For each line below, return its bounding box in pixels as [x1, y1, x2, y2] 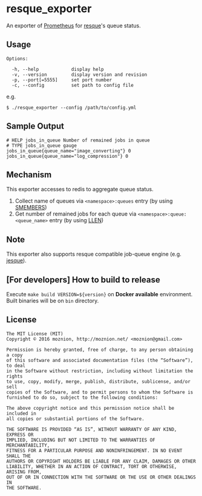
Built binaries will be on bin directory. [6, 297, 99, 304]
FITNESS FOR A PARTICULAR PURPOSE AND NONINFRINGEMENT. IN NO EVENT [6, 447, 183, 454]
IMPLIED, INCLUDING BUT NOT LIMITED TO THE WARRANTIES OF [6, 437, 155, 443]
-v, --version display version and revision [11, 72, 148, 78]
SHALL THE [6, 453, 31, 459]
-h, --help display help [11, 66, 104, 72]
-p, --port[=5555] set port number [11, 76, 112, 83]
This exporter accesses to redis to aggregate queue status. [6, 186, 154, 193]
